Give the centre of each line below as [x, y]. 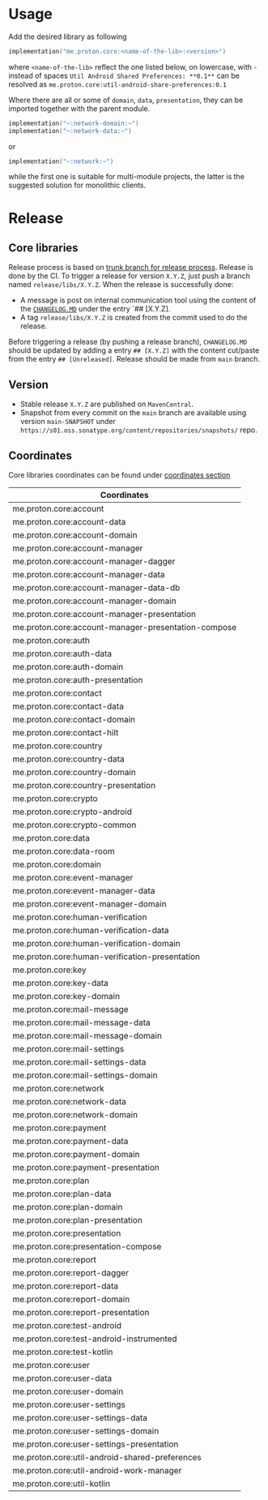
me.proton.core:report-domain [71, 1300]
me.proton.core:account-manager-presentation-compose [125, 628]
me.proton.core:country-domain [74, 773]
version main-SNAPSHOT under [68, 422]
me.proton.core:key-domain [66, 996]
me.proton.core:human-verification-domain [96, 944]
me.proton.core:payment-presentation [86, 1168]
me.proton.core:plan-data [62, 1194]
